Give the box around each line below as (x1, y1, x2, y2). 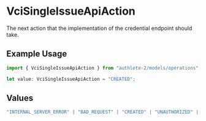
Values (6, 93, 34, 103)
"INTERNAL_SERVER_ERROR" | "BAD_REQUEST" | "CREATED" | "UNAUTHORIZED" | (6, 109, 199, 116)
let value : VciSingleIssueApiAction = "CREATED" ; (6, 76, 136, 82)
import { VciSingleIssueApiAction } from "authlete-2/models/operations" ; (6, 65, 202, 71)
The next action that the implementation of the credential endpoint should (6, 24, 193, 32)
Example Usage (6, 49, 67, 59)
